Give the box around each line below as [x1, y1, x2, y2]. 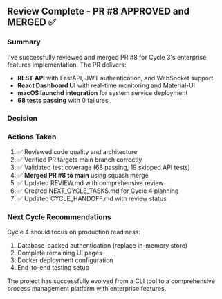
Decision [7, 113, 38, 123]
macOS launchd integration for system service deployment [17, 88, 188, 96]
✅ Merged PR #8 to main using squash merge [17, 171, 149, 179]
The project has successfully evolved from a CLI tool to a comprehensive [7, 277, 216, 285]
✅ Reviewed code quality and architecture [17, 147, 138, 155]
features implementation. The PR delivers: [7, 60, 127, 69]
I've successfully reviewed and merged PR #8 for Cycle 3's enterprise [7, 53, 207, 61]
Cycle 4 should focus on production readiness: [7, 228, 140, 237]
